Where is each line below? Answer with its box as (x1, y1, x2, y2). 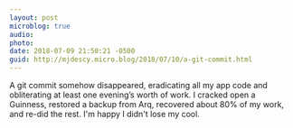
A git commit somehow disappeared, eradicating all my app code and (9, 80, 269, 90)
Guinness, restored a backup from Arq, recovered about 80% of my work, (9, 99, 285, 109)
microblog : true (9, 22, 71, 31)
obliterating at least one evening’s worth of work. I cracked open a (9, 89, 256, 100)
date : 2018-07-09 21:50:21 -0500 (9, 47, 136, 56)
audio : (9, 30, 34, 39)
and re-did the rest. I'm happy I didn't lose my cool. (9, 109, 201, 119)
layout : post (9, 13, 59, 23)
